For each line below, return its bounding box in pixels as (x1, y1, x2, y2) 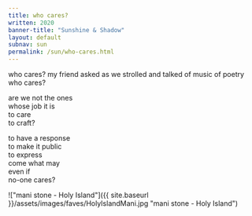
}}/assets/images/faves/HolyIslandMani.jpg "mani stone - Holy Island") (8, 199, 239, 208)
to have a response (8, 134, 71, 142)
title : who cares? (8, 11, 69, 20)
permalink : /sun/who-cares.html (8, 48, 114, 56)
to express (8, 150, 43, 159)
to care (8, 110, 31, 119)
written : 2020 (8, 19, 55, 27)
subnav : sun (8, 41, 47, 49)
